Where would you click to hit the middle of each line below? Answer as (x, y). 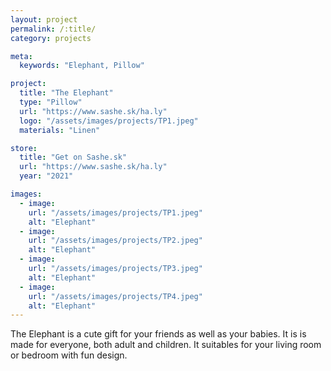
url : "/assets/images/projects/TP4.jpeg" (115, 296)
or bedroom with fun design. (69, 355)
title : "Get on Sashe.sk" (73, 157)
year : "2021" (46, 176)
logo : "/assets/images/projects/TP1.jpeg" (109, 121)
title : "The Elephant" (66, 93)
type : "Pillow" (51, 102)
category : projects (51, 38)
